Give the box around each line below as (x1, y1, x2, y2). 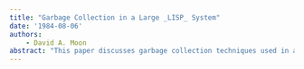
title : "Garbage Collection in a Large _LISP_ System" (9, 13, 221, 22)
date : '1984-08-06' (9, 22, 83, 30)
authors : (9, 30, 43, 39)
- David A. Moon (25, 38, 88, 47)
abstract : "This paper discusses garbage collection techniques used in (9, 47, 290, 56)
